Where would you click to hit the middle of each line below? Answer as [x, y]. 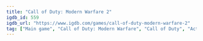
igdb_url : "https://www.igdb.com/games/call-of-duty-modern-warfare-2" [98, 23]
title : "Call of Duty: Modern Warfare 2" [59, 12]
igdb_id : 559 [23, 17]
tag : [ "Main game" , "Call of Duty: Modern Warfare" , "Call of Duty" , [96, 29]
